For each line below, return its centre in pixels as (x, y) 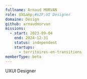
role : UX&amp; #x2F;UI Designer (38, 15)
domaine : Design (22, 19)
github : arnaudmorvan (28, 24)
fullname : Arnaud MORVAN (31, 10)
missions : (16, 29)
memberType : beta (23, 57)
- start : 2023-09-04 (31, 33)
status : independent (36, 43)
